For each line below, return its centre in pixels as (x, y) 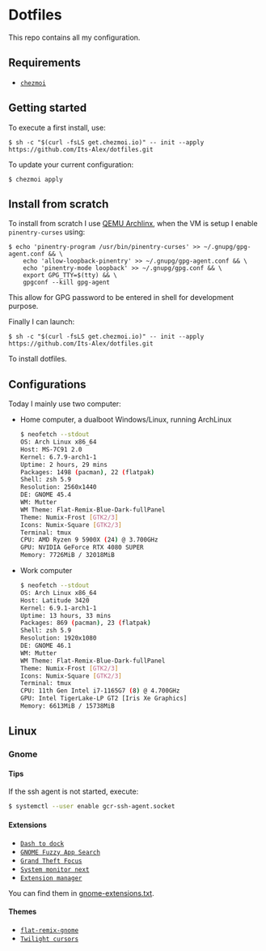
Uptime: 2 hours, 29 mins (63, 465)
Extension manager (51, 878)
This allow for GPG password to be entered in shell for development (121, 298)
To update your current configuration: (71, 165)
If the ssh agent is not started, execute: (74, 791)
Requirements (44, 63)
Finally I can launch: (42, 322)
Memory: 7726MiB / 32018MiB (67, 555)
